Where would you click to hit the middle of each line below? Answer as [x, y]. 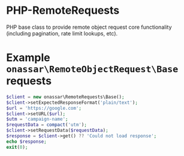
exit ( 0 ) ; [17, 147]
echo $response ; [26, 142]
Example [28, 58]
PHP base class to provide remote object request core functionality [89, 27]
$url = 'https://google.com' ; [44, 108]
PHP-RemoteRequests [63, 10]
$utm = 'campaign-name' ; [37, 119]
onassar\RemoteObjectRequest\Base [92, 69]
